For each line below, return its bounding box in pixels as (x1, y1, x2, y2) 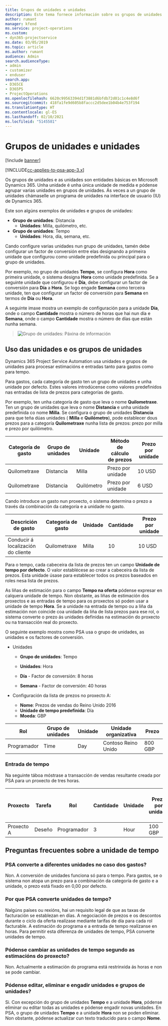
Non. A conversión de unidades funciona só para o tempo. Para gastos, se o (5, 872, 162, 879)
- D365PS (5, 86, 23, 92)
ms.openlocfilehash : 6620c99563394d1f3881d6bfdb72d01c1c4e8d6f (5, 96, 140, 101)
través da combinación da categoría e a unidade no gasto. (5, 504, 125, 510)
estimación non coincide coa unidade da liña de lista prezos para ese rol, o (5, 609, 159, 615)
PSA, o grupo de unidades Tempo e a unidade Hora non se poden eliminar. (5, 1010, 160, 1016)
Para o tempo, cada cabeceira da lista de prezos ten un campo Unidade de (5, 562, 160, 568)
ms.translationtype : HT (5, 105, 55, 110)
